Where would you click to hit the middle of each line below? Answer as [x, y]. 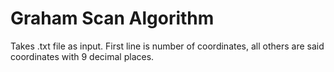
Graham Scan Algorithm [112, 18]
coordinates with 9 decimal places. [82, 56]
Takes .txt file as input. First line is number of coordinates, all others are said [167, 46]
